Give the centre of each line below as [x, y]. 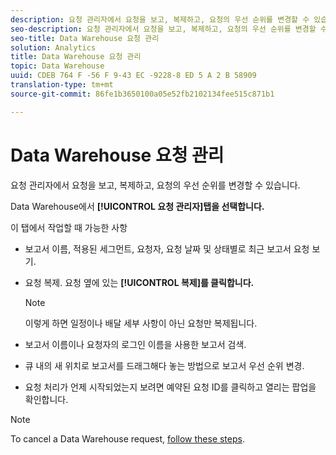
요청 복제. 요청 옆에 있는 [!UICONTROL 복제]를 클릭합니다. [139, 282]
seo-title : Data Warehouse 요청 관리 [85, 38]
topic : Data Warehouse [57, 66]
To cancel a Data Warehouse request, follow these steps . [127, 438]
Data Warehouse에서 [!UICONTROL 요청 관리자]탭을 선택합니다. [137, 206]
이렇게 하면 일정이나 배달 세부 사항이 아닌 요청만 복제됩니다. [141, 323]
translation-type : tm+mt [62, 85]
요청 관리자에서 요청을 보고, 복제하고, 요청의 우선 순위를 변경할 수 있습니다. [155, 185]
